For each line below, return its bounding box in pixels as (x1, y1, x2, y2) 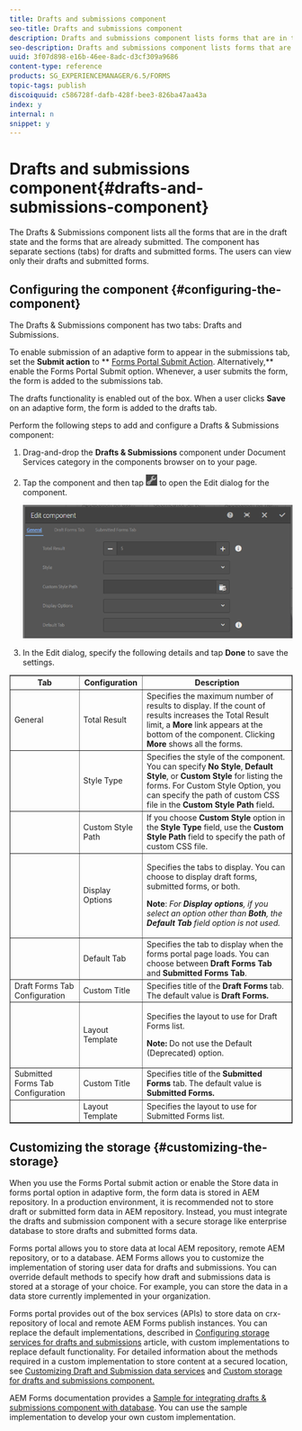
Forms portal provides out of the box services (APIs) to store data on (9, 1308, 263, 1318)
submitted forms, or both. (147, 881, 241, 892)
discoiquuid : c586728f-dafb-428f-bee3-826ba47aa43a (9, 90, 207, 99)
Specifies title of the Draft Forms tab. (147, 980, 285, 991)
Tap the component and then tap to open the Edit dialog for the (22, 477, 270, 488)
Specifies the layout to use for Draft (147, 1011, 278, 1022)
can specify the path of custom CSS (147, 789, 280, 801)
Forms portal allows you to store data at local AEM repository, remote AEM (9, 1243, 286, 1254)
